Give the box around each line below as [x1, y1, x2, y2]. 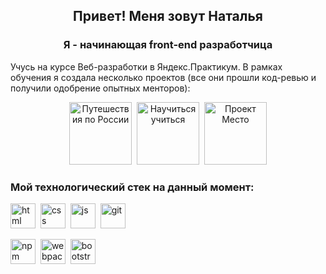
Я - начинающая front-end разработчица [63, 38, 273, 52]
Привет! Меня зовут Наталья [73, 8, 263, 25]
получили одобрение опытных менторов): [10, 82, 191, 94]
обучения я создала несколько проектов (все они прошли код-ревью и [10, 71, 317, 83]
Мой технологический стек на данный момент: [10, 180, 255, 194]
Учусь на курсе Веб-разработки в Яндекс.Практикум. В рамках [10, 60, 283, 73]
